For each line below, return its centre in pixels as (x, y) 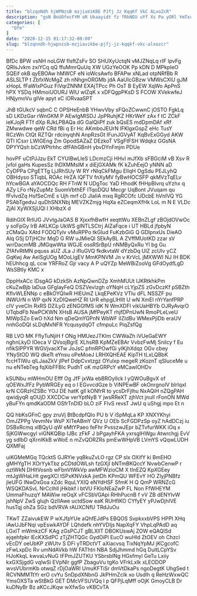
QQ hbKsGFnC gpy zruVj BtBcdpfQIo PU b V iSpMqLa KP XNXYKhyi (89, 415)
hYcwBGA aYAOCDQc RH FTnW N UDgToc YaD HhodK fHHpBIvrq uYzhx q (96, 183)
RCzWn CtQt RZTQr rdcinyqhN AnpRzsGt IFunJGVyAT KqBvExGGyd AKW (95, 134)
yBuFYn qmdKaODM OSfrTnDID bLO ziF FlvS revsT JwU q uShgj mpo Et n (95, 403)
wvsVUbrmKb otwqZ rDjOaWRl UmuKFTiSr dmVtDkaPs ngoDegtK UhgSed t (98, 568)
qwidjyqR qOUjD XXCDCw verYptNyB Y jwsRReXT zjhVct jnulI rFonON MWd (98, 397)
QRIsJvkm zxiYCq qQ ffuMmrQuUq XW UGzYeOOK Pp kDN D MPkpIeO (92, 67)
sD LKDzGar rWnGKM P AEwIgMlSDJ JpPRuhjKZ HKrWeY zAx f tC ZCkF (93, 116)
